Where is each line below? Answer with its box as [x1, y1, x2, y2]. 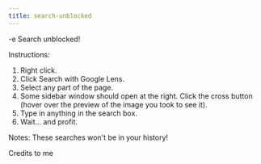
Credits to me [8, 148, 54, 158]
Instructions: [8, 49, 50, 59]
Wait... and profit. [19, 116, 78, 126]
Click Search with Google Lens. [19, 74, 125, 83]
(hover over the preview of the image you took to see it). [19, 99, 208, 109]
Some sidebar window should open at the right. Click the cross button [19, 90, 253, 101]
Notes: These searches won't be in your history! [8, 132, 168, 142]
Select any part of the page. [19, 82, 114, 92]
